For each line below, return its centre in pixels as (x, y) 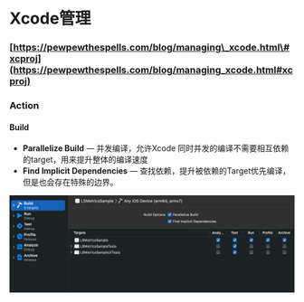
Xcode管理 (50, 19)
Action (24, 106)
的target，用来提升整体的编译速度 (85, 160)
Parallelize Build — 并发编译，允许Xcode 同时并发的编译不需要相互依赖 (156, 148)
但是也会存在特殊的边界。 (70, 183)
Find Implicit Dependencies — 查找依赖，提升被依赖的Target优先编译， (157, 171)
